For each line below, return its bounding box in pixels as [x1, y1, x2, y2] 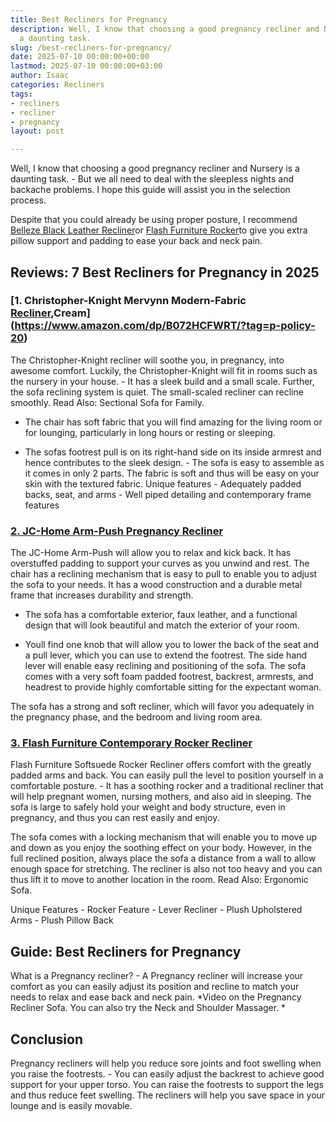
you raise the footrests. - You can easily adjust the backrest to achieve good [10, 1068, 325, 1080]
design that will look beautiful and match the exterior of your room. [24, 619, 300, 631]
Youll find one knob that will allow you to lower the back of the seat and [24, 639, 320, 651]
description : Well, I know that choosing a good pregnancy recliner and [10, 24, 320, 34]
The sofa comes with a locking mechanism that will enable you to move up [10, 831, 318, 843]
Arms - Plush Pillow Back [10, 914, 114, 926]
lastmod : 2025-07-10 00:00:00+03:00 [10, 61, 163, 71]
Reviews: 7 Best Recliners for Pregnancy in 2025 [10, 264, 320, 281]
